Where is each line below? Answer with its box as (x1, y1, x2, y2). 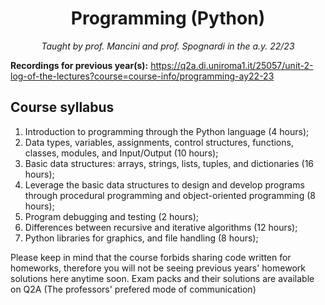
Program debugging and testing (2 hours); (24, 210, 199, 222)
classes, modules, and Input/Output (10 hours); (24, 147, 219, 159)
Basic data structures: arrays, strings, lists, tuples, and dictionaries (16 (24, 157, 315, 169)
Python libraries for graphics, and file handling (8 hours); (24, 232, 259, 244)
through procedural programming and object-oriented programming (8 (24, 189, 316, 201)
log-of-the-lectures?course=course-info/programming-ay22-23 (10, 70, 275, 82)
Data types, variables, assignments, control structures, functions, (24, 136, 294, 148)
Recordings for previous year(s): (10, 59, 149, 71)
